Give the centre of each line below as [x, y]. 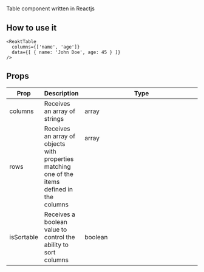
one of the [59, 174]
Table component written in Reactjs [51, 8]
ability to [56, 245]
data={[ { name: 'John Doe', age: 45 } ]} [66, 52]
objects [55, 143]
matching [57, 166]
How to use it [32, 28]
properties [59, 158]
